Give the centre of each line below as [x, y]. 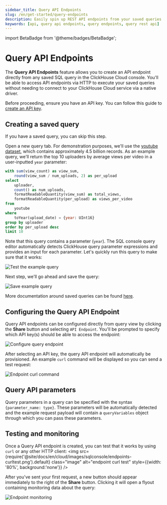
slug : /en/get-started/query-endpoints [47, 15]
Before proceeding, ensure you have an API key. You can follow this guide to [83, 103]
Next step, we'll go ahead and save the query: [52, 277]
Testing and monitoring [42, 434]
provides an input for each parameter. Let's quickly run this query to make [81, 252]
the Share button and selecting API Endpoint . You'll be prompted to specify [83, 329]
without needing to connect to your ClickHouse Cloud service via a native [81, 88]
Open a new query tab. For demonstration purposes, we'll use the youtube [82, 146]
